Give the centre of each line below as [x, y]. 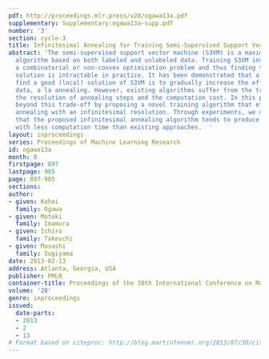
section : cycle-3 [37, 38]
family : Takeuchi [44, 239]
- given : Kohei [34, 201]
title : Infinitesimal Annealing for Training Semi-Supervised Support [128, 46]
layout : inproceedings [46, 134]
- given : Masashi [37, 246]
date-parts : [36, 313]
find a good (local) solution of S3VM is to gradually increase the [132, 82]
